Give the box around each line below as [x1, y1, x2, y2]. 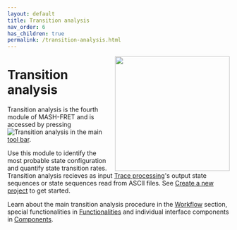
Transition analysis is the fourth [7, 105, 99, 114]
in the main [70, 128, 102, 136]
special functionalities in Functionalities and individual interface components [7, 207, 229, 216]
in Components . [7, 215, 54, 224]
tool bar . [7, 135, 32, 144]
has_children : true [7, 30, 65, 37]
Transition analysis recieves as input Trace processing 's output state [7, 171, 207, 180]
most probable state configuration [7, 157, 107, 165]
